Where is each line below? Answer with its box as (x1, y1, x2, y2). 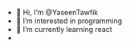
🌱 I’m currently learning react (15, 25, 112, 34)
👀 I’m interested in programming (15, 16, 123, 26)
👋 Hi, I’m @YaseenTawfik (15, 8, 99, 17)
